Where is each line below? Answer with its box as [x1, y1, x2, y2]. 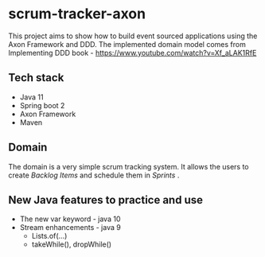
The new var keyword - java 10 [19, 214, 121, 224]
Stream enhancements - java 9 [19, 223, 121, 232]
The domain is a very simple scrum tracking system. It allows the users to [8, 162, 249, 171]
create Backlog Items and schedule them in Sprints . [8, 170, 180, 180]
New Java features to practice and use [8, 193, 204, 207]
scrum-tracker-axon [8, 5, 146, 23]
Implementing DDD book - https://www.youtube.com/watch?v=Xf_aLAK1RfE [8, 48, 257, 57]
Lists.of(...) [31, 232, 68, 241]
